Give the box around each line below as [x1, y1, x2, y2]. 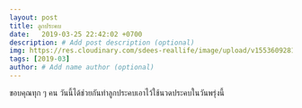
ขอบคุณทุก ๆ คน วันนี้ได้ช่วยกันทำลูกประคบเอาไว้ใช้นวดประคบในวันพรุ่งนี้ [9, 87, 225, 98]
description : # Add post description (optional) [9, 37, 195, 47]
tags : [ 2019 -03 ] [9, 54, 70, 63]
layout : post [9, 12, 58, 22]
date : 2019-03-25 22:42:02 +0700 [9, 29, 143, 38]
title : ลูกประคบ [9, 21, 62, 30]
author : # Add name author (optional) [9, 63, 155, 72]
